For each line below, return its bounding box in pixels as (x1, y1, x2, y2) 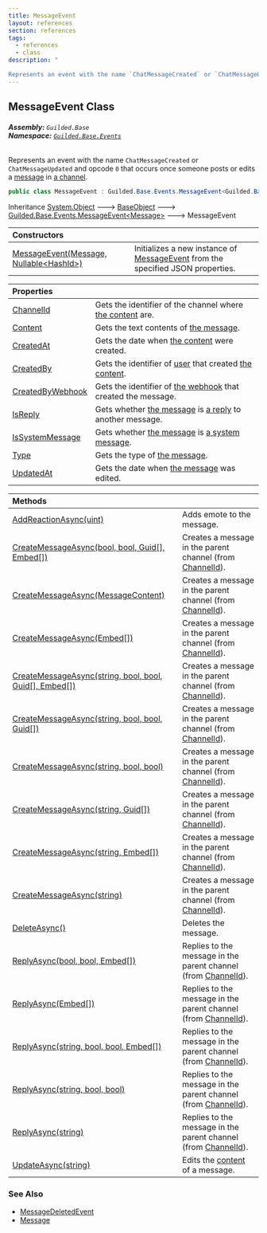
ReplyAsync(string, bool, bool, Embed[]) (12, 1041, 162, 1052)
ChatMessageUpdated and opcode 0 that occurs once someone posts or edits (8, 164, 256, 174)
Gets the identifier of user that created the (95, 358, 252, 369)
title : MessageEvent (8, 11, 77, 20)
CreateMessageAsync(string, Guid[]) (12, 804, 151, 815)
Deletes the (182, 917, 225, 929)
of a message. (182, 1164, 235, 1176)
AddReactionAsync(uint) (12, 514, 105, 525)
